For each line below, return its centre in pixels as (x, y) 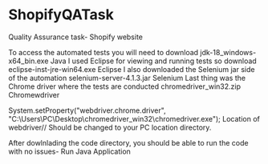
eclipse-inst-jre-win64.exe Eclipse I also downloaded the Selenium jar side (132, 69)
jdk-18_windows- (228, 52)
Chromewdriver (34, 94)
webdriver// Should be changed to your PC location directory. (110, 127)
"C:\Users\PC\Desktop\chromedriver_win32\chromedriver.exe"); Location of (134, 118)
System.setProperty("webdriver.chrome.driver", (87, 110)
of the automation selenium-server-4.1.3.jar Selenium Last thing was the (127, 78)
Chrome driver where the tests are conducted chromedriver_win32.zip (124, 86)
